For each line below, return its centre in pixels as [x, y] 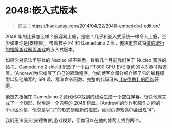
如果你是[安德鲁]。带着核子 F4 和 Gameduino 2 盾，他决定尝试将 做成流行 [87, 43]
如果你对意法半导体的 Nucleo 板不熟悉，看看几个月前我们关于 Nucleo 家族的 [86, 60]
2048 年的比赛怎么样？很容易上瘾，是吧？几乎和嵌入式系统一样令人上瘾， [84, 36]
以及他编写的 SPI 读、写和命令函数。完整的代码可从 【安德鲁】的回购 [82, 79]
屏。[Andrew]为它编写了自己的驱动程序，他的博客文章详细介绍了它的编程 [83, 73]
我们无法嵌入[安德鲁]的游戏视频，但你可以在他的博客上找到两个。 [74, 120]
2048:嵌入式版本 [41, 10]
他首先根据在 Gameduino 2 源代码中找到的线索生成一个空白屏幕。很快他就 [84, 97]
